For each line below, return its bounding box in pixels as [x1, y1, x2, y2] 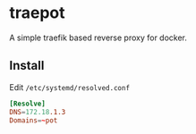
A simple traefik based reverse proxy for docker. [9, 32, 188, 43]
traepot [9, 3, 65, 23]
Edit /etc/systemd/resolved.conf [9, 81, 131, 92]
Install [9, 58, 45, 73]
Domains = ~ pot [9, 115, 58, 125]
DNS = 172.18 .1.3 [9, 107, 66, 116]
